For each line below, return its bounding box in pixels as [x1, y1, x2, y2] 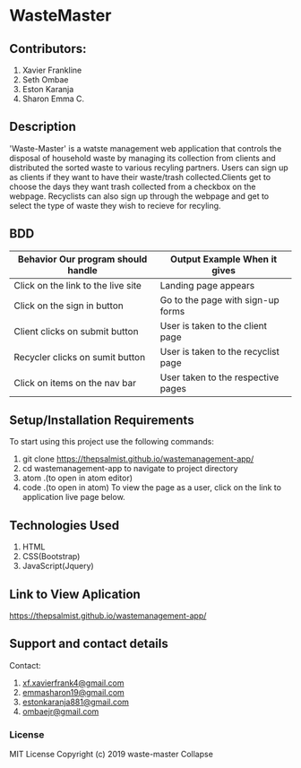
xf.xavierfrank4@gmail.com [21, 677, 125, 688]
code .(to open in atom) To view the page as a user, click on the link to [21, 482, 282, 493]
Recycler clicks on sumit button [13, 350, 146, 363]
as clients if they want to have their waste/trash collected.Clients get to [9, 171, 271, 182]
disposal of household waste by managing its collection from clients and [9, 152, 276, 163]
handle [66, 263, 99, 276]
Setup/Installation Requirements [9, 413, 194, 428]
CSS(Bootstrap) [21, 551, 81, 562]
